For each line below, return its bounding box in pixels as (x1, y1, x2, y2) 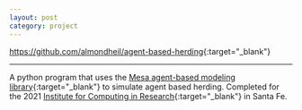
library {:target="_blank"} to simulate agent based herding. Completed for (9, 81, 280, 92)
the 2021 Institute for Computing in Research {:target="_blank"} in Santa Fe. (9, 90, 288, 101)
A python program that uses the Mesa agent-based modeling (9, 72, 236, 82)
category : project (9, 21, 78, 30)
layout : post (9, 13, 58, 22)
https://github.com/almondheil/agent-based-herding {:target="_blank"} (9, 46, 271, 56)
